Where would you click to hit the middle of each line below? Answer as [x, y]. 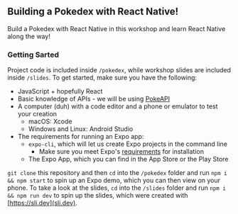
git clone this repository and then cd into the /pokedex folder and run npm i [117, 173]
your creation [37, 114]
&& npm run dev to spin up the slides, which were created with [98, 196]
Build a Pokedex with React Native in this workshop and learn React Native [117, 28]
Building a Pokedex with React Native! [93, 12]
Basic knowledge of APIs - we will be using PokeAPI [94, 99]
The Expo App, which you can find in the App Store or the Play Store [128, 159]
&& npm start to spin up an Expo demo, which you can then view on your [114, 181]
